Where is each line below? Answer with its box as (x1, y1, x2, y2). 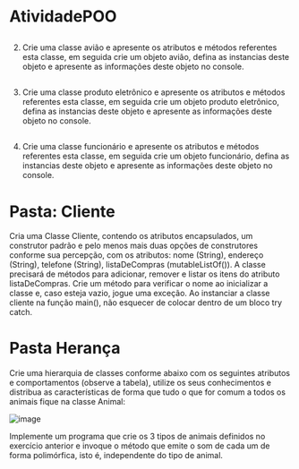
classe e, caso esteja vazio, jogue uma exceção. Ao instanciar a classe (9, 288, 270, 299)
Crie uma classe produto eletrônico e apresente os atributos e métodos (21, 87, 286, 98)
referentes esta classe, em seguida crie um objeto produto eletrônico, (21, 96, 280, 107)
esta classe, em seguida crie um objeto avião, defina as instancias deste (21, 51, 290, 62)
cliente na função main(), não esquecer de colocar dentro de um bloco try (9, 297, 283, 308)
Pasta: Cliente (9, 201, 116, 221)
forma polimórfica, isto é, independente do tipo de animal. (9, 450, 224, 461)
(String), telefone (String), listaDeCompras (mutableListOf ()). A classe (9, 260, 266, 270)
